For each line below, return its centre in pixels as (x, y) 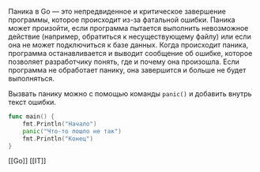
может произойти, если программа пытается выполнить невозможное (128, 28)
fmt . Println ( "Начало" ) (60, 124)
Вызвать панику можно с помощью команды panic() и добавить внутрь (130, 93)
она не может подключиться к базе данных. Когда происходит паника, (128, 45)
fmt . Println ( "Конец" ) (58, 138)
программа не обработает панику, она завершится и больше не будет (127, 70)
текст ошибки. (32, 102)
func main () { (32, 117)
